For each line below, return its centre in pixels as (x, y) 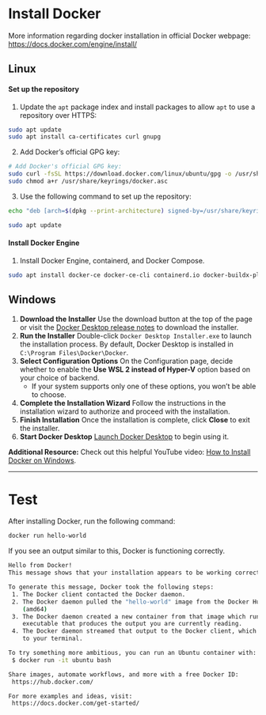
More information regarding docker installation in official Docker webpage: (129, 36)
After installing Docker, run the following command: (92, 521)
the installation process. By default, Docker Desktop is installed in (126, 344)
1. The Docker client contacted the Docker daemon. (99, 594)
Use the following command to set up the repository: (105, 196)
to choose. (49, 394)
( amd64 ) (35, 609)
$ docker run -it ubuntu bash (61, 660)
